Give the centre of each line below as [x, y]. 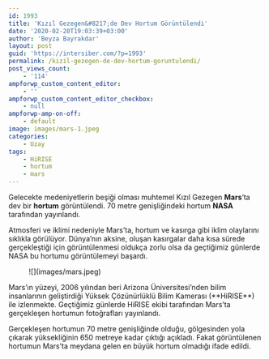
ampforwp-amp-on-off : [45, 114]
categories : [28, 136]
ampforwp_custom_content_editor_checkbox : [81, 99]
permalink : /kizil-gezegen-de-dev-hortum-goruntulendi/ [105, 62]
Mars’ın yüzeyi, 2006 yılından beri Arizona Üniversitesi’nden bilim [117, 287]
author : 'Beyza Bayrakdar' [54, 38]
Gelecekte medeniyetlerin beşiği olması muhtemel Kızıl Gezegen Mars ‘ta [129, 197]
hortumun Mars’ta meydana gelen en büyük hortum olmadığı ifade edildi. [130, 346]
